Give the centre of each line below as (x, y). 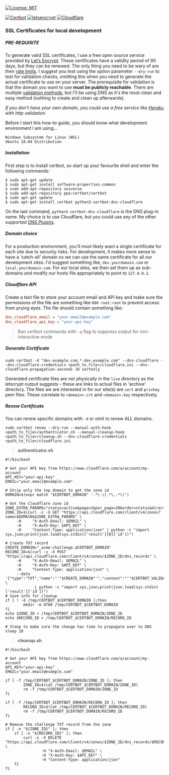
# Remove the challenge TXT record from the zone (58, 725)
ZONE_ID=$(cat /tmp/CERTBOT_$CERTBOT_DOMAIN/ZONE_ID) (81, 685)
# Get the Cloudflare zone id (37, 504)
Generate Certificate (27, 348)
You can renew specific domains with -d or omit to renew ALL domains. (79, 419)
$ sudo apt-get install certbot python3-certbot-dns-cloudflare (74, 202)
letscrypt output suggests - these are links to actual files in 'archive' (75, 384)
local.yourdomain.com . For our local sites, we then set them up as (73, 268)
